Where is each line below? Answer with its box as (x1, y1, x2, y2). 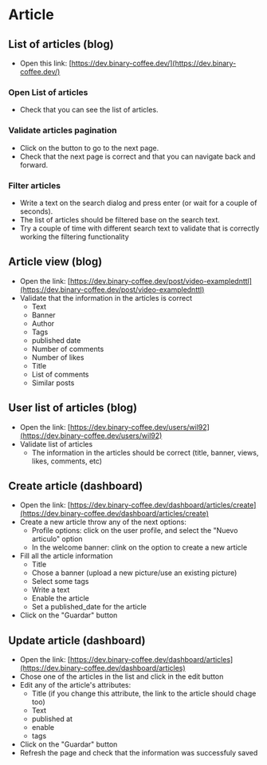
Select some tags (31, 577, 89, 586)
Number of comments (31, 344, 104, 353)
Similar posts (31, 377, 75, 388)
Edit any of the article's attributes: (19, 680, 132, 690)
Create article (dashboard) (8, 479, 143, 492)
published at (31, 714, 73, 724)
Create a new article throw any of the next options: (19, 517, 187, 527)
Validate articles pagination (8, 125, 117, 136)
